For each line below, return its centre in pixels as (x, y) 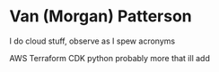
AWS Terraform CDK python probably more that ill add (110, 58)
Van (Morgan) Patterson (101, 16)
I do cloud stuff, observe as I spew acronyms (92, 41)
